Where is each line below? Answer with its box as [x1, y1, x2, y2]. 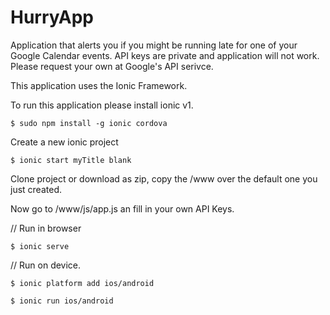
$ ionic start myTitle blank [10, 155, 132, 165]
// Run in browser [10, 222, 82, 234]
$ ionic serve [10, 241, 70, 251]
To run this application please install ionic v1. [10, 99, 194, 111]
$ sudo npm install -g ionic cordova [10, 118, 168, 128]
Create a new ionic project [10, 136, 119, 148]
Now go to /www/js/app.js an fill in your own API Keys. [10, 202, 235, 215]
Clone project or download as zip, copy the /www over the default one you [10, 172, 318, 185]
